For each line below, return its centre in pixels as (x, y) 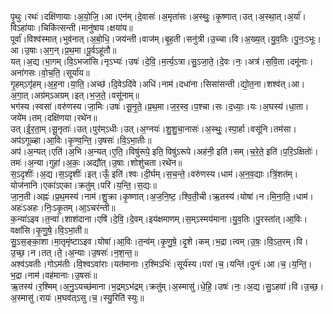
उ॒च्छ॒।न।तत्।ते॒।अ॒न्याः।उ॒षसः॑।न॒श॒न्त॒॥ (74, 252)
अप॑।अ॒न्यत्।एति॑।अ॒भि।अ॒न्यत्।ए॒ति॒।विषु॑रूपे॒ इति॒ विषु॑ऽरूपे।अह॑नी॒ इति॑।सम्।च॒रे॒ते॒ (137, 151)
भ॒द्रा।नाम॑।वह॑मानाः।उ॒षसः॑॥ (54, 275)
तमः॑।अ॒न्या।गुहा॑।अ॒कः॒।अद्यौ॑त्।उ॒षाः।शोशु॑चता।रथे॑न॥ (96, 162)
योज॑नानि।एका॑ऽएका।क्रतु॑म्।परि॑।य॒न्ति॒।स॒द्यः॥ (83, 185)
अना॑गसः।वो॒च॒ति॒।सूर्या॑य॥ (50, 72)
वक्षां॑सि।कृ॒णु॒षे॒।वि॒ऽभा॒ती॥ (49, 230)
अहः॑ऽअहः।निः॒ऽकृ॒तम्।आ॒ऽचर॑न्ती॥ (63, 207)
